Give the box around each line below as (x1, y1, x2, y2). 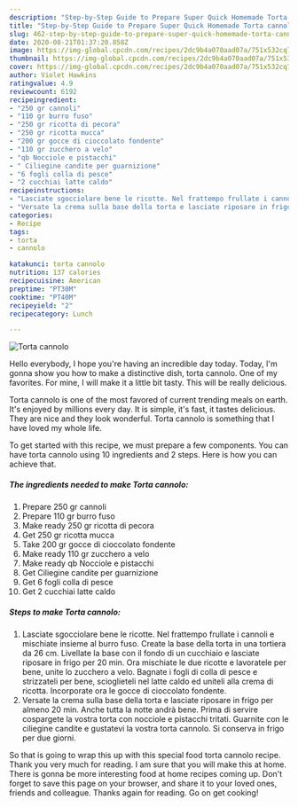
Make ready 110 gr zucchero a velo (21, 549, 150, 560)
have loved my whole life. (9, 423, 102, 434)
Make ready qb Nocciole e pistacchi (21, 558, 154, 568)
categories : (9, 210, 53, 220)
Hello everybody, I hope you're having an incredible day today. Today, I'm (9, 358, 278, 369)
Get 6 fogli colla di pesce (21, 577, 114, 588)
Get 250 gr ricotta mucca (21, 529, 115, 541)
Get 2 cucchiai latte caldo (21, 586, 116, 597)
